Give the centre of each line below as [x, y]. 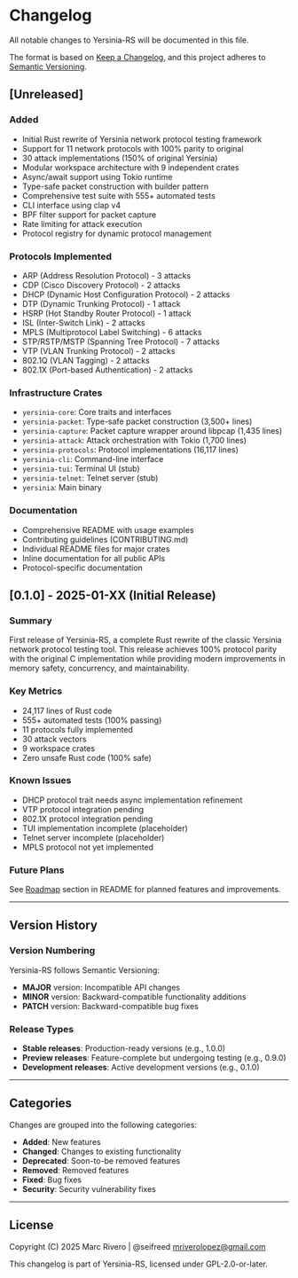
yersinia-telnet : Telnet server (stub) [90, 478]
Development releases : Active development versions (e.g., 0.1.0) [141, 1067]
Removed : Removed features [75, 1170]
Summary [31, 620]
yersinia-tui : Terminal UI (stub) [81, 469]
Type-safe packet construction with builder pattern [115, 186]
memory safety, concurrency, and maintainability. [99, 668]
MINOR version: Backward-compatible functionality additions [134, 996]
